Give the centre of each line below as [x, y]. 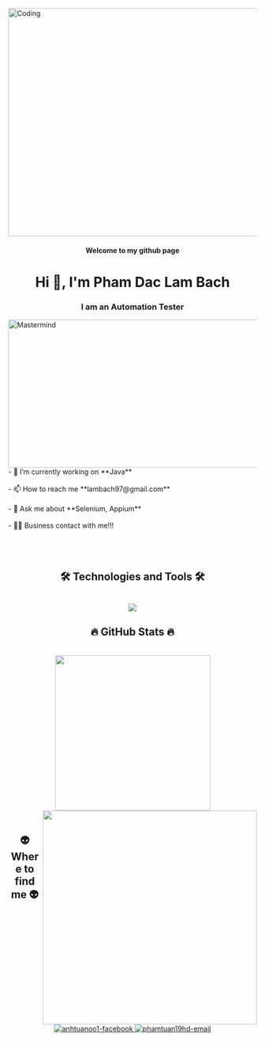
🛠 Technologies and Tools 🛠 [132, 576]
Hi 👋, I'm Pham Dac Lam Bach [132, 282]
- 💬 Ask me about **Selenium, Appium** [75, 509]
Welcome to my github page [132, 250]
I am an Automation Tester [132, 307]
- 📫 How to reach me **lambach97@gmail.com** [90, 489]
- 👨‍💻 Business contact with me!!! [61, 526]
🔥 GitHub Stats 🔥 [132, 632]
